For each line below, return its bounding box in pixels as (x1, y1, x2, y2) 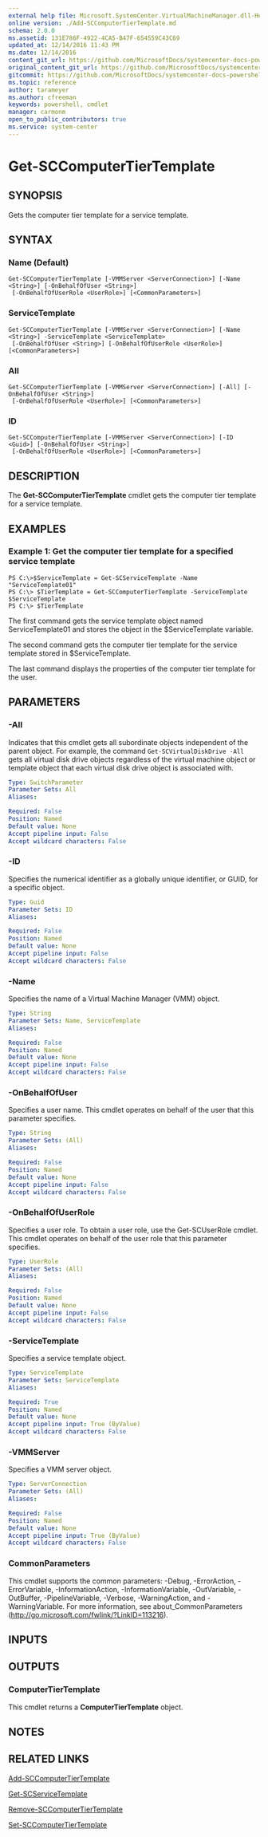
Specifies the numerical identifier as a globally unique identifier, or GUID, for (8, 874, 258, 884)
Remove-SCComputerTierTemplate (8, 1804, 124, 1814)
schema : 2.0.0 (8, 26, 56, 34)
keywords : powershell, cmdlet (8, 101, 109, 108)
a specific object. (8, 882, 65, 892)
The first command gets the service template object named (8, 616, 203, 625)
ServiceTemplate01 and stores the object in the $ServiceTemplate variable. (8, 624, 254, 634)
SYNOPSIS (8, 189, 63, 203)
